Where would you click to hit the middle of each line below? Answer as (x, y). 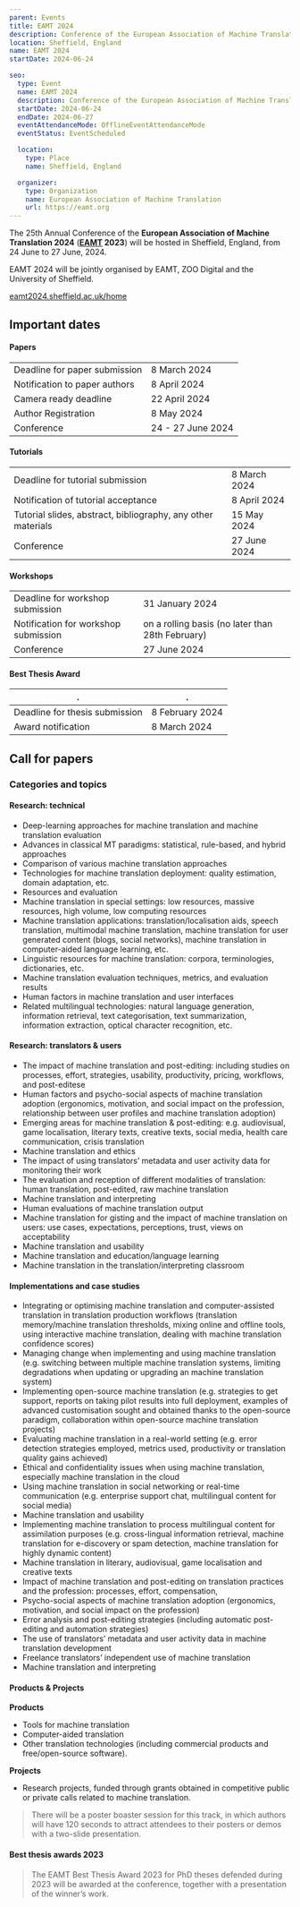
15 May (247, 514)
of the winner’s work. (70, 1894)
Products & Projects (47, 1688)
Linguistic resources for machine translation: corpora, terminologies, (148, 958)
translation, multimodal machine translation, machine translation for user (155, 930)
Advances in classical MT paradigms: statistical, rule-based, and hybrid (154, 844)
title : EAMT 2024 (42, 26)
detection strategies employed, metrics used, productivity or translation (154, 1449)
